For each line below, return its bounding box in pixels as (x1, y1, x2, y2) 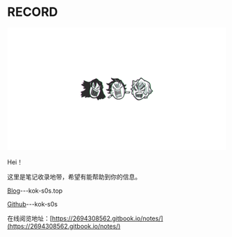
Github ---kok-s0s (7, 200, 58, 209)
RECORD (7, 4, 58, 20)
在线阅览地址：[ (7, 214, 53, 222)
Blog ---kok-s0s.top (7, 186, 63, 195)
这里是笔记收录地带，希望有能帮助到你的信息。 (7, 173, 141, 181)
